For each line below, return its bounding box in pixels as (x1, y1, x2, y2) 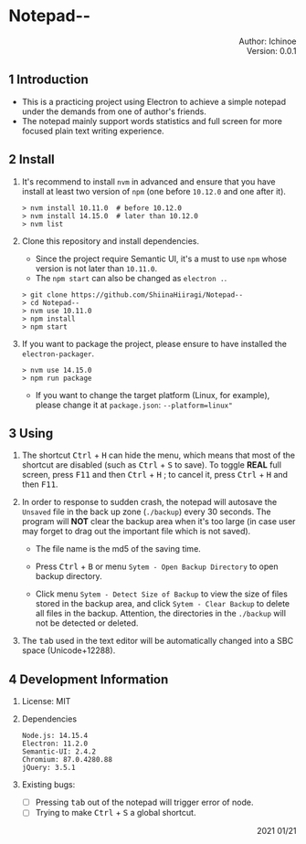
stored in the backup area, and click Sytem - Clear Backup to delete (35, 598, 290, 609)
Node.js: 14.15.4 (21, 732, 89, 741)
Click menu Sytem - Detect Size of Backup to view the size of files (35, 588, 289, 599)
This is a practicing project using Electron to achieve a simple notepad (21, 96, 287, 107)
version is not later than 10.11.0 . (35, 262, 158, 274)
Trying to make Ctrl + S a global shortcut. (35, 807, 196, 818)
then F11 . (21, 479, 58, 490)
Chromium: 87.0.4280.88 (21, 755, 113, 765)
